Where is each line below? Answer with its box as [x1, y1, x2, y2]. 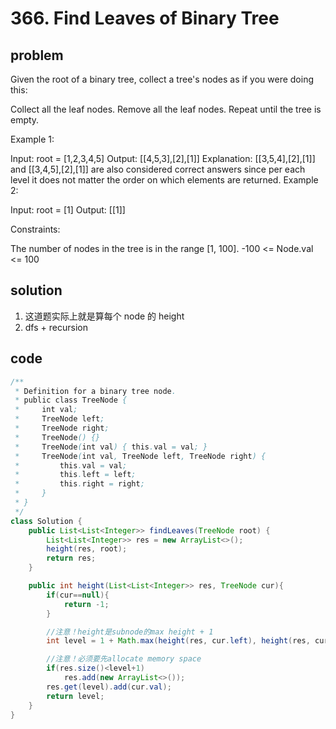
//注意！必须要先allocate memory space [46, 654, 202, 664]
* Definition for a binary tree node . [14, 386, 177, 396]
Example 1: [10, 133, 55, 145]
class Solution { [10, 516, 83, 526]
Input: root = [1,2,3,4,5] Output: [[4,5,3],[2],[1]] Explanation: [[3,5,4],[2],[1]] [10, 153, 316, 164]
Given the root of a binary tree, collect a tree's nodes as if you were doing [10, 73, 314, 85]
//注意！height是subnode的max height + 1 [46, 627, 214, 637]
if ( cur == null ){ [46, 590, 110, 600]
